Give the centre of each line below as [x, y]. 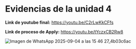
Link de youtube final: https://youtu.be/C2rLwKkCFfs [59, 22]
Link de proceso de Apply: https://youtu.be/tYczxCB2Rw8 [64, 32]
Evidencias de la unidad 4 [58, 9]
